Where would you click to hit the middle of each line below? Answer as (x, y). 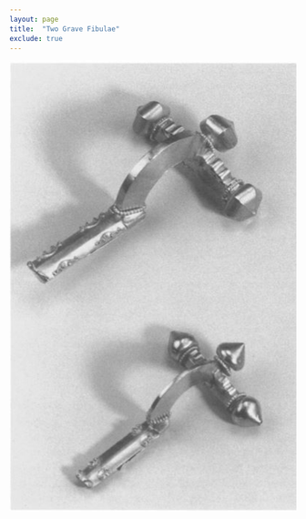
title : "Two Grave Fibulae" (65, 29)
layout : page (34, 19)
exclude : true (36, 38)
